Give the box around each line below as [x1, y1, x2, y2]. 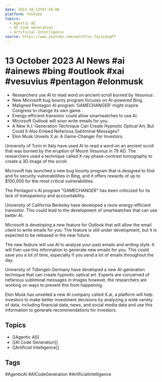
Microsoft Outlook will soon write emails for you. [12, 118, 109, 124]
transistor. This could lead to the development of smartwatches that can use [5, 207, 158, 213]
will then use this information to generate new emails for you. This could [5, 247, 149, 253]
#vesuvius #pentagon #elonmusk [5, 76, 144, 87]
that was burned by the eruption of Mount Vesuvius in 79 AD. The [5, 148, 136, 154]
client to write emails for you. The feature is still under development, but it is [5, 227, 157, 233]
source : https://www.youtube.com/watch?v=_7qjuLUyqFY [5, 35, 116, 39]
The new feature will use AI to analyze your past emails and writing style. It [5, 241, 155, 247]
